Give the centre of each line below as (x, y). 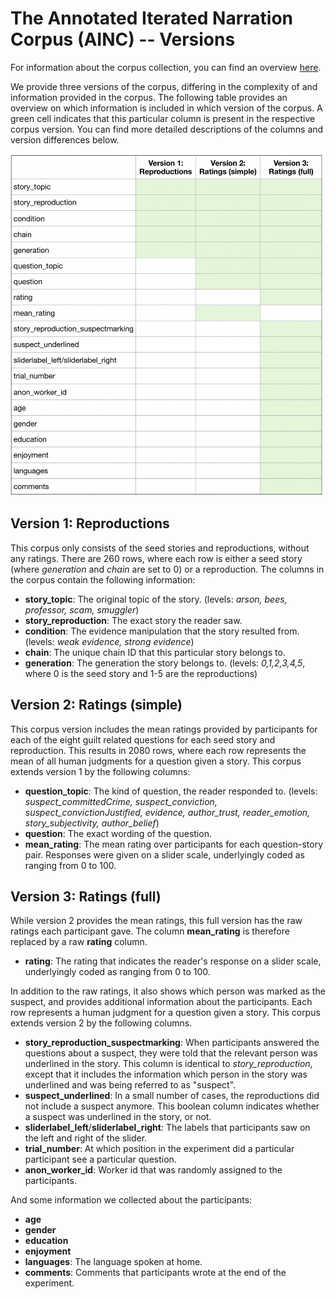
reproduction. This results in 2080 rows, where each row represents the (158, 750)
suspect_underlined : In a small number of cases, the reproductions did (172, 1096)
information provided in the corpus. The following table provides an (149, 97)
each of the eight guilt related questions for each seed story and (143, 739)
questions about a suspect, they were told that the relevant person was (171, 1053)
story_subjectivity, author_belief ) (92, 823)
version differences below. (65, 139)
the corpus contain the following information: (103, 579)
